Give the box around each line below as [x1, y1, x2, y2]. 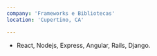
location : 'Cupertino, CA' [6, 16, 84, 23]
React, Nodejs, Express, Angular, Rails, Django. [16, 41, 151, 49]
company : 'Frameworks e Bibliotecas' [6, 10, 116, 17]
